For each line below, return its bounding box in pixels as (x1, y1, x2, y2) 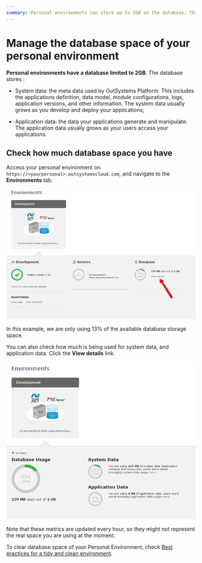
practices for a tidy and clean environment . (6, 550, 113, 557)
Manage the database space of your (6, 36, 191, 50)
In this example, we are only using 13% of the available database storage (6, 325, 186, 332)
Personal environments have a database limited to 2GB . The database (6, 69, 183, 76)
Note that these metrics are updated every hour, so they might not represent (6, 526, 195, 533)
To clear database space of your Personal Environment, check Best (6, 544, 173, 551)
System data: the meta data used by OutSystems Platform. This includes (14, 87, 194, 94)
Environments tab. (6, 177, 53, 184)
